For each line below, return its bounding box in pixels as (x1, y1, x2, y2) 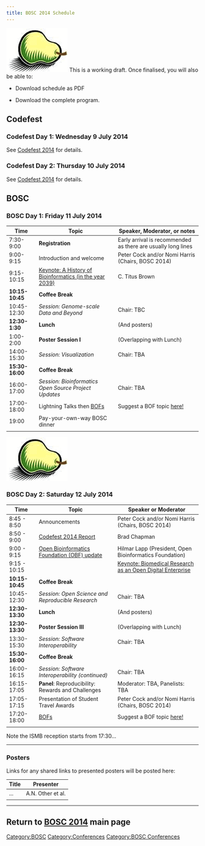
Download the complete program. (15, 96, 100, 103)
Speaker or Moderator (128, 506, 186, 514)
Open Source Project (38, 384, 92, 392)
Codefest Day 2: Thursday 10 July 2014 (6, 162, 126, 170)
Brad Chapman (117, 533, 156, 541)
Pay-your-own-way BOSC (38, 414, 107, 422)
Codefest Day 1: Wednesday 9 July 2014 (6, 132, 128, 141)
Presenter (32, 780, 59, 788)
